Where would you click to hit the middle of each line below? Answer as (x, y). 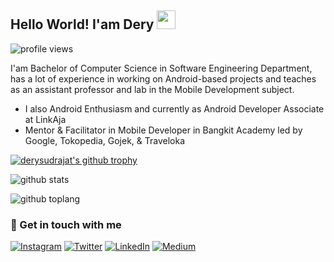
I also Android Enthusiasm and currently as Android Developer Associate (174, 108)
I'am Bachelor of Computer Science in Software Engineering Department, (161, 68)
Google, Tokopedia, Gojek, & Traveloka (105, 140)
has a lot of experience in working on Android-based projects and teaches (163, 78)
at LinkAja (45, 119)
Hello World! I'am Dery (82, 24)
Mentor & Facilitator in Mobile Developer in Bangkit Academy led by (163, 130)
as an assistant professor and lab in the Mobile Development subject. (152, 89)
